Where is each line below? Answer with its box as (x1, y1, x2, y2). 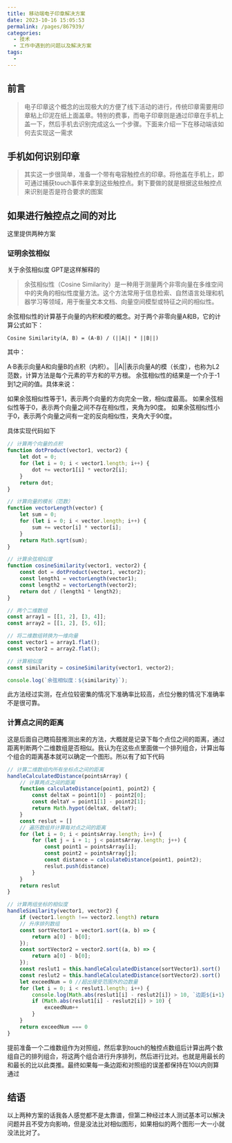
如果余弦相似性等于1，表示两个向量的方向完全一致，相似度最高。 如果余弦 (7, 394, 217, 403)
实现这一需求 (36, 128, 73, 137)
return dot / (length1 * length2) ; (19, 588, 122, 595)
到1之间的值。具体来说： (7, 380, 77, 388)
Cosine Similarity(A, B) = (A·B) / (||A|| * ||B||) (7, 335, 159, 342)
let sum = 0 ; (19, 511, 57, 518)
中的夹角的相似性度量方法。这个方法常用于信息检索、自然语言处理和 (23, 289, 218, 297)
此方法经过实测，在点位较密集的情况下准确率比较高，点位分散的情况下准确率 (7, 690, 225, 699)
